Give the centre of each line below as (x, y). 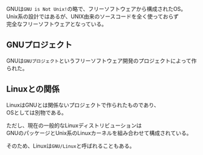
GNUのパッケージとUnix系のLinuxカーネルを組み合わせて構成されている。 (99, 133)
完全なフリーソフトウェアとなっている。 (57, 24)
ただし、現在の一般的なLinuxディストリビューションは (74, 125)
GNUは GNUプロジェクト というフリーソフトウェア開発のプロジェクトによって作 (101, 61)
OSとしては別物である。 (36, 112)
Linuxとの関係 (33, 89)
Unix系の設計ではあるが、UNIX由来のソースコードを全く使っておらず (93, 16)
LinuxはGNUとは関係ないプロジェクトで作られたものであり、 (83, 105)
